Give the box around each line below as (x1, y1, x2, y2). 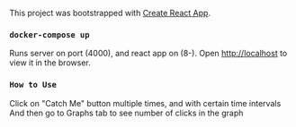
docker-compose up (9, 30, 90, 39)
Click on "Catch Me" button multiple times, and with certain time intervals (9, 97, 282, 108)
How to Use (9, 80, 57, 90)
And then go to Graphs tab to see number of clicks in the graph (9, 107, 244, 118)
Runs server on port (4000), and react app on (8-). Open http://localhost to (9, 48, 288, 59)
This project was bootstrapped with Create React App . (9, 8, 211, 18)
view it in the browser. (9, 57, 92, 68)
